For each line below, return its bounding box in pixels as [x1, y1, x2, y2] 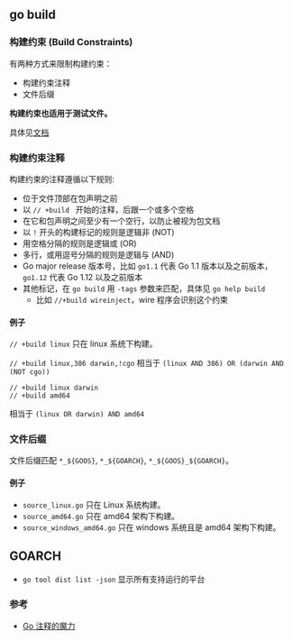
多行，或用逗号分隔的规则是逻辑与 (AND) [22, 249, 175, 260]
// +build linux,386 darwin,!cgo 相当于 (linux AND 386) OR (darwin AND [9, 358, 284, 369]
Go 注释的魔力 [22, 620, 76, 631]
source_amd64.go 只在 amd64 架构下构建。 [22, 510, 180, 521]
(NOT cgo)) [9, 368, 50, 377]
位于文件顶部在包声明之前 [22, 193, 118, 204]
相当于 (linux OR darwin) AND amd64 [9, 408, 145, 419]
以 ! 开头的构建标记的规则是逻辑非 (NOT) [22, 226, 175, 237]
